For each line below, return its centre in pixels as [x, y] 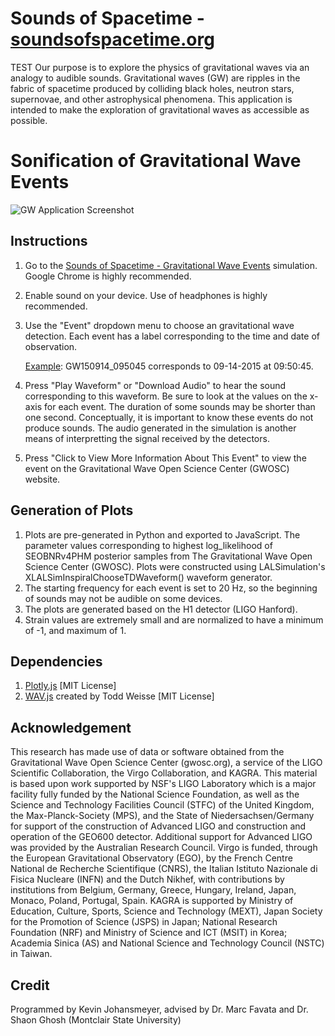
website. [42, 479]
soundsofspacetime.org [112, 39]
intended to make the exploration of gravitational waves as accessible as [160, 109]
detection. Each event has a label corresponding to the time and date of [172, 336]
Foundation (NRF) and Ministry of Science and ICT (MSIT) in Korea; [149, 933]
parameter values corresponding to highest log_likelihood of [148, 545]
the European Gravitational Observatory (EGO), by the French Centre [151, 858]
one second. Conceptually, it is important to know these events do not [169, 417]
